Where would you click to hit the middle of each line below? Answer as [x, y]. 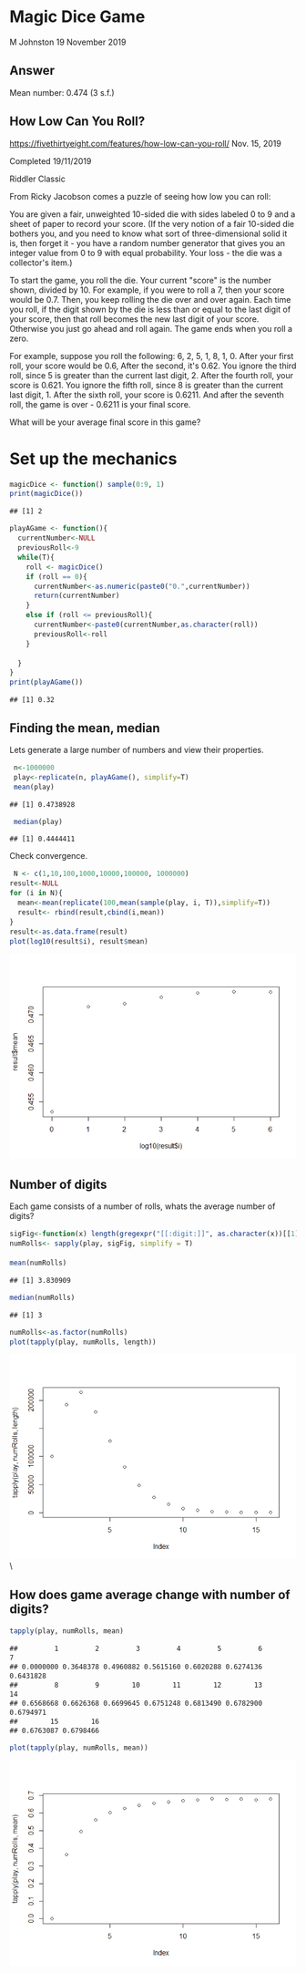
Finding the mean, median [85, 728]
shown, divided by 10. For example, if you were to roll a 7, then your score [147, 290]
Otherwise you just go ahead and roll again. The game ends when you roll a [151, 328]
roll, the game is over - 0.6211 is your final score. [100, 404]
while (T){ [36, 557]
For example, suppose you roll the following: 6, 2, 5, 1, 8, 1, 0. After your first [152, 356]
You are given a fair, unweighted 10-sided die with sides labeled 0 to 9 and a [153, 214]
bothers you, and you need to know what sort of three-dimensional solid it [148, 233]
